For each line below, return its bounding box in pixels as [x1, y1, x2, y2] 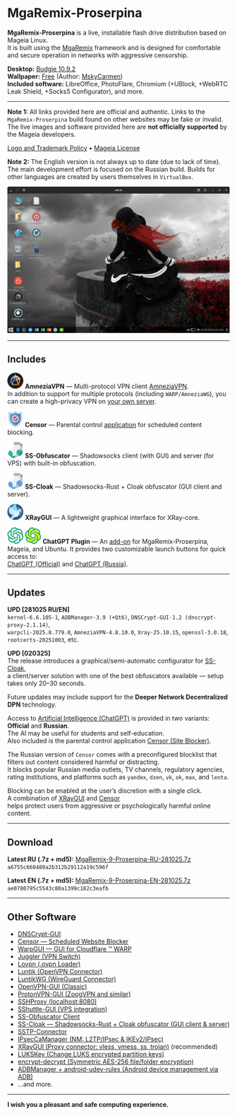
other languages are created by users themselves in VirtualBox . [7, 172, 194, 181]
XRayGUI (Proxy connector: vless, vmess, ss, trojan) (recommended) [17, 1042, 218, 1051]
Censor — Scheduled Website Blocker [17, 937, 129, 946]
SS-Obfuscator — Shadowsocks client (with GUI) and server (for [24, 451, 214, 460]
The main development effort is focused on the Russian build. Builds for [7, 165, 215, 173]
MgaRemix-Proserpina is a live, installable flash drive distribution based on [7, 28, 227, 37]
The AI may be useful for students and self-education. [7, 729, 164, 738]
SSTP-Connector [17, 1027, 67, 1035]
